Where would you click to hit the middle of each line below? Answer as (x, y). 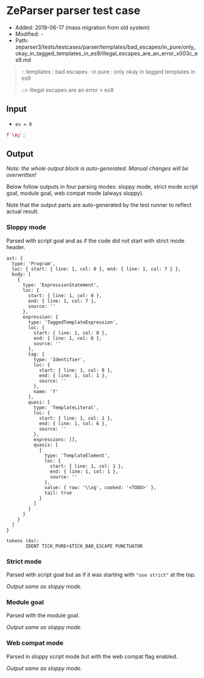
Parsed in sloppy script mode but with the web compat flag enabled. (92, 656)
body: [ (22, 274)
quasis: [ (46, 445)
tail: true (58, 493)
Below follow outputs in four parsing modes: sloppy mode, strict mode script (102, 187)
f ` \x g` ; (16, 135)
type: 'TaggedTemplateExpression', (73, 322)
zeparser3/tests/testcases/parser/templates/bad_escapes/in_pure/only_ (105, 47)
